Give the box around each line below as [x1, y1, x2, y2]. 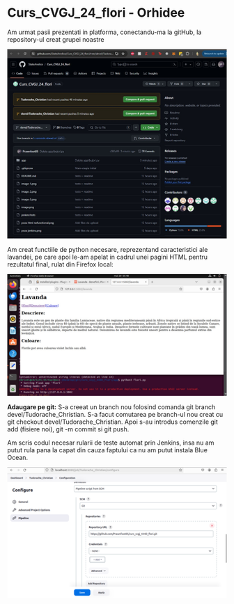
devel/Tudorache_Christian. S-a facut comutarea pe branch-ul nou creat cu [7, 410, 224, 418]
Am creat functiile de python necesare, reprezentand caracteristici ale [7, 245, 208, 253]
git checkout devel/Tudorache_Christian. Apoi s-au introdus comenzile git [7, 418, 218, 426]
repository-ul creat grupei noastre [7, 35, 104, 43]
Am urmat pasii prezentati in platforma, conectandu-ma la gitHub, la [7, 28, 202, 36]
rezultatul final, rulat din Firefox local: [7, 260, 114, 269]
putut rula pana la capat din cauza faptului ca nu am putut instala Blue [7, 445, 208, 454]
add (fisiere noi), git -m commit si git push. [7, 424, 130, 433]
